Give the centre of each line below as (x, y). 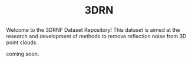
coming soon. (23, 54)
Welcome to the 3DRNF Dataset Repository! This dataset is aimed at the (93, 30)
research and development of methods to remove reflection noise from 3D (96, 37)
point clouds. (22, 42)
